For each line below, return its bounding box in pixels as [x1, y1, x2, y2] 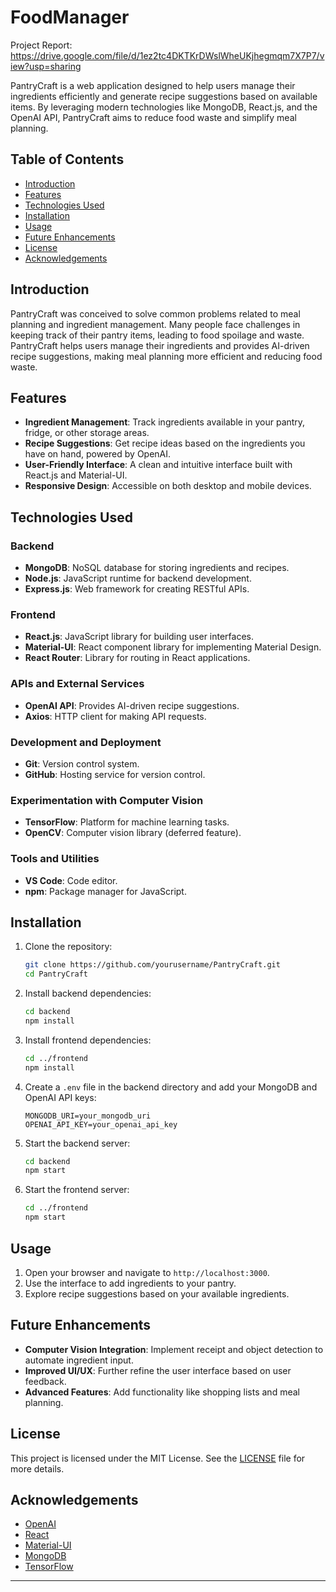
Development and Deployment [10, 735, 162, 749]
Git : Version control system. [24, 757, 140, 770]
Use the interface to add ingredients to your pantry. [24, 1277, 237, 1289]
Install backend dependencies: [24, 987, 152, 1000]
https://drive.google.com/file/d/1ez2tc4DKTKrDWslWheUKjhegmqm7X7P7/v [10, 49, 325, 61]
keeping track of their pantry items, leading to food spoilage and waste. [10, 329, 305, 341]
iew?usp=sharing [10, 60, 82, 72]
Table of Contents [10, 151, 125, 168]
